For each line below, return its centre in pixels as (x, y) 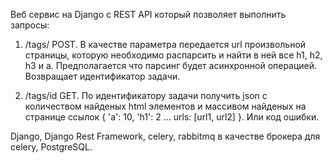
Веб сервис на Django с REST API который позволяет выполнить (148, 14)
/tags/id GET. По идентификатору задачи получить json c (146, 95)
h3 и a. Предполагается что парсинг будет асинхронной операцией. (171, 65)
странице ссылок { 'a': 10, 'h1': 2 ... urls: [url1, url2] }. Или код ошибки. (172, 117)
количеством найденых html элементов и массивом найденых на (165, 106)
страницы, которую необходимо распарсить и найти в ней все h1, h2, (173, 55)
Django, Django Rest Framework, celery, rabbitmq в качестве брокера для (165, 136)
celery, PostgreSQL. (51, 147)
